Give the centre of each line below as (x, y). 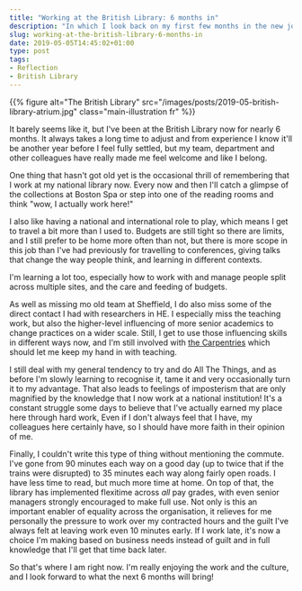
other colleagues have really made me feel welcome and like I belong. (138, 158)
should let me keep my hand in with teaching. (93, 351)
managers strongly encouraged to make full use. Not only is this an (133, 502)
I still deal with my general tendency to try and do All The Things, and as (143, 369)
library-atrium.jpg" (44, 111)
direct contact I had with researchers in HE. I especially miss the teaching (145, 314)
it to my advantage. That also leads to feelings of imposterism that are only (147, 388)
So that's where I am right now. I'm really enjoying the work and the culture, (149, 567)
